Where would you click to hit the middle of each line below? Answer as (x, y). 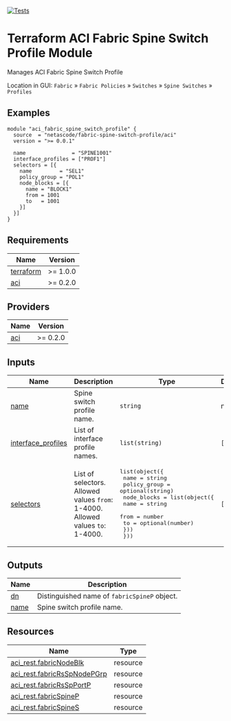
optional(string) (147, 491)
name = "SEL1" (52, 171)
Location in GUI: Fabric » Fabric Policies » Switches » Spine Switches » (110, 85)
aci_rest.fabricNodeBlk (47, 663)
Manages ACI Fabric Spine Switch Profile (65, 72)
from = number (142, 517)
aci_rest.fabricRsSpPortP (51, 685)
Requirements (38, 240)
